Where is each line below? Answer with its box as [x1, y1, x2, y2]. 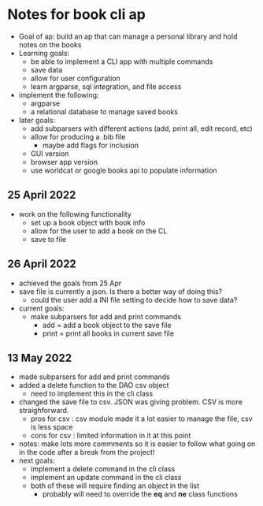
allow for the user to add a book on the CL [30, 226, 168, 236]
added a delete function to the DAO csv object [18, 381, 169, 390]
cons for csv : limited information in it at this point [30, 431, 191, 441]
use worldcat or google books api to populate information [30, 166, 217, 175]
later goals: [18, 115, 56, 125]
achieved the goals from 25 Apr [18, 278, 122, 288]
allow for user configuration [30, 73, 121, 83]
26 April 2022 [7, 258, 76, 271]
